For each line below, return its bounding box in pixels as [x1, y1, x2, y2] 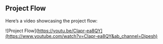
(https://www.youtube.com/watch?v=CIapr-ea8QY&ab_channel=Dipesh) [5, 33, 158, 39]
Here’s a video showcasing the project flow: [5, 17, 98, 24]
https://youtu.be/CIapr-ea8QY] [37, 28, 103, 34]
